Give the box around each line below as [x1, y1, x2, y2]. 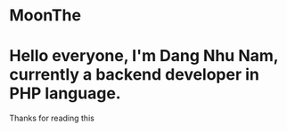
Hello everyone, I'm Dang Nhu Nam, [9, 46, 279, 66]
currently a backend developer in [9, 65, 260, 85]
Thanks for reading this [9, 113, 95, 124]
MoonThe [9, 5, 82, 26]
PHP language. [9, 83, 122, 104]
